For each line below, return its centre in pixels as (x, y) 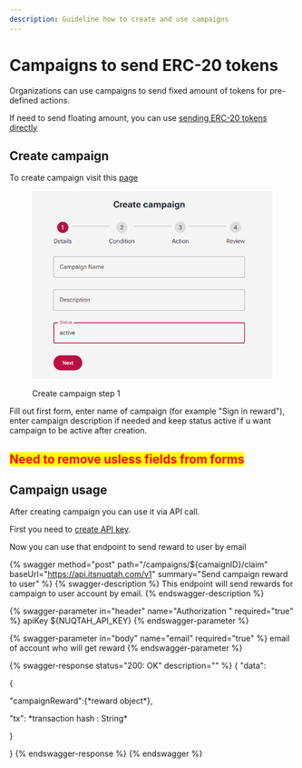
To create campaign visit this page (74, 178)
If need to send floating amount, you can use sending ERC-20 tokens (138, 117)
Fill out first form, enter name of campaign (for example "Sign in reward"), (147, 411)
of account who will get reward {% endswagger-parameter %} (126, 648)
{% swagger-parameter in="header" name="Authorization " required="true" (151, 611)
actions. (55, 100)
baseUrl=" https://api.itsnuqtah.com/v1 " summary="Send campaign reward (149, 574)
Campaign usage (58, 489)
